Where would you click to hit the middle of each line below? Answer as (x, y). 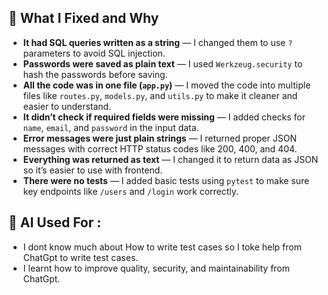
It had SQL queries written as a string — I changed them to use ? (157, 42)
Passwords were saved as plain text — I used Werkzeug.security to (162, 63)
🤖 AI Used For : (55, 222)
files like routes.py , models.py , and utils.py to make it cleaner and (160, 95)
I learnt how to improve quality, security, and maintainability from (156, 268)
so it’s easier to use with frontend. (92, 170)
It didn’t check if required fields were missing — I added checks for (164, 117)
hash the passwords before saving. (95, 74)
